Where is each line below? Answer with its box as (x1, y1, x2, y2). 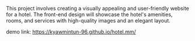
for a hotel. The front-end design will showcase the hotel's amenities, (6, 11, 173, 18)
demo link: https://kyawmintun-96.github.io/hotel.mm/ (6, 28, 136, 35)
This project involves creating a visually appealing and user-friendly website (6, 5, 190, 12)
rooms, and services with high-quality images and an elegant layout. (6, 17, 170, 24)
